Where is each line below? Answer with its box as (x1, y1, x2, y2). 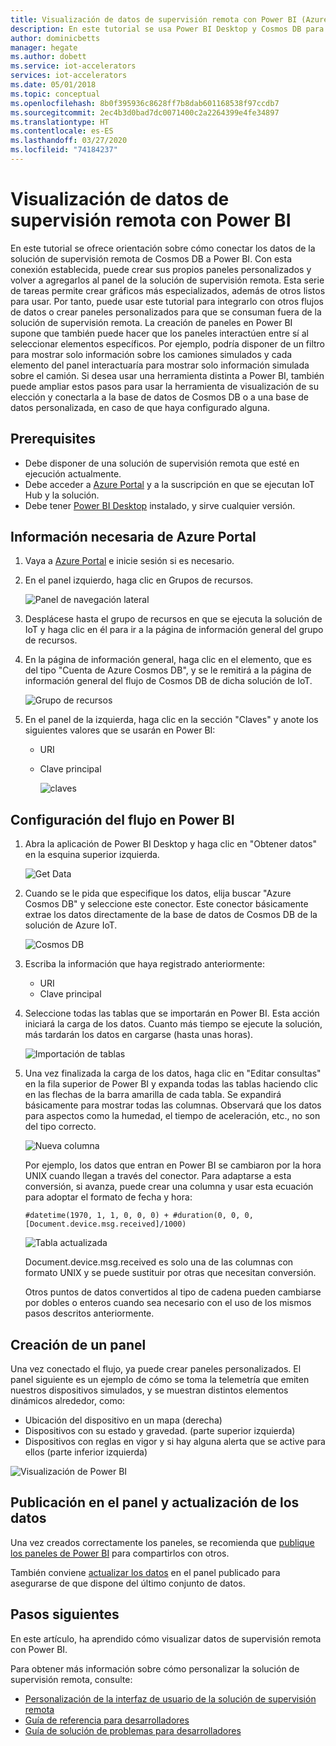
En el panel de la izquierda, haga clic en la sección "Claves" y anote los (24, 714, 319, 726)
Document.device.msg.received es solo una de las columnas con (24, 1256, 294, 1268)
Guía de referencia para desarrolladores (24, 1714, 190, 1726)
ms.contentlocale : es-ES (10, 126, 114, 136)
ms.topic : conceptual (10, 89, 101, 99)
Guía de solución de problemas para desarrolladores (24, 1724, 242, 1736)
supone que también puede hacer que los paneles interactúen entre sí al (10, 327, 309, 339)
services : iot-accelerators (10, 71, 128, 81)
